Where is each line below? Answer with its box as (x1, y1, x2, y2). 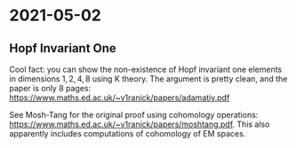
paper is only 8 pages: (9, 83, 92, 93)
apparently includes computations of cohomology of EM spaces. (9, 129, 246, 138)
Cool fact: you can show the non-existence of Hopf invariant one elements (9, 64, 283, 74)
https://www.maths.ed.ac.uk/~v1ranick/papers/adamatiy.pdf (9, 92, 230, 103)
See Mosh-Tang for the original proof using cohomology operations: (9, 110, 259, 120)
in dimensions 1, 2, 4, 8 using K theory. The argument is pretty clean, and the (9, 74, 288, 84)
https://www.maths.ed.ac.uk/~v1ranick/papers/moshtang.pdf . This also (9, 119, 270, 129)
